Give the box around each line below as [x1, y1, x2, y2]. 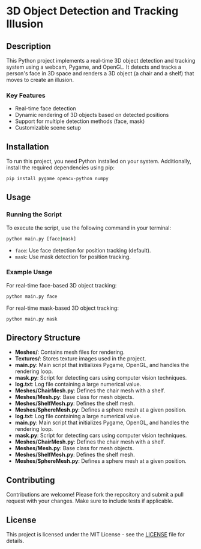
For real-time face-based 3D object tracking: [6, 281, 117, 289]
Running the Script [6, 210, 62, 219]
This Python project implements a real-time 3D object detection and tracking [6, 57, 196, 64]
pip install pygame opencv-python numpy [6, 176, 109, 182]
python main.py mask [6, 316, 58, 322]
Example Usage [6, 268, 53, 277]
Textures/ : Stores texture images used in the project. [14, 355, 146, 362]
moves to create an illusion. [6, 77, 74, 83]
